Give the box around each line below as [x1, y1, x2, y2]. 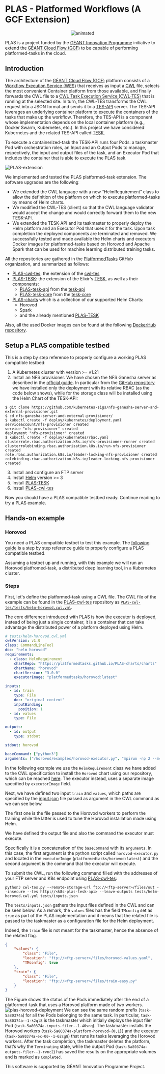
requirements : [5, 652, 34, 657]
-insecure [5, 889, 26, 894]
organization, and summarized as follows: [5, 261, 89, 267]
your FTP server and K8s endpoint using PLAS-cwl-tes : [5, 875, 117, 881]
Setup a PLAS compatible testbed [5, 341, 110, 350]
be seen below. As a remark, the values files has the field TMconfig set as [5, 907, 153, 913]
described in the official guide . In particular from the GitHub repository [12, 380, 155, 386]
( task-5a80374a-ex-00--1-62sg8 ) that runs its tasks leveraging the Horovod [5, 1033, 156, 1039]
